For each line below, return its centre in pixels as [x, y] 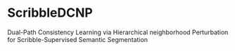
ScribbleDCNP [50, 13]
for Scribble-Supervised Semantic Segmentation [78, 39]
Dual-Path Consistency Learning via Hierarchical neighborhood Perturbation [118, 32]
